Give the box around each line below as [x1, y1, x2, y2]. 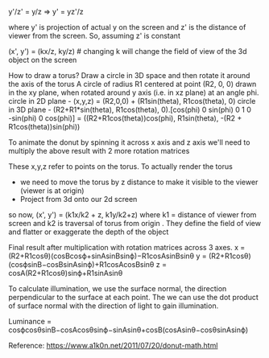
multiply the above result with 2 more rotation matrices [8, 146, 190, 155]
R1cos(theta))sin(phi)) [8, 122, 81, 131]
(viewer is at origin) [19, 186, 85, 195]
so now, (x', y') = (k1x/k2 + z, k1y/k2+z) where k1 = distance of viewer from [8, 210, 257, 220]
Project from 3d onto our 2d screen [19, 195, 138, 204]
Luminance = [8, 317, 52, 326]
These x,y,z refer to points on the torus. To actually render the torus [8, 162, 234, 171]
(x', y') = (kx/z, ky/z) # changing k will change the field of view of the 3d [8, 47, 247, 56]
